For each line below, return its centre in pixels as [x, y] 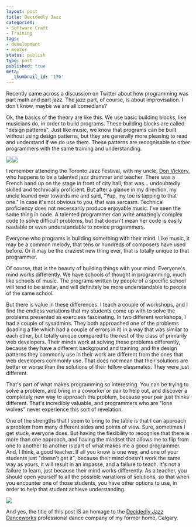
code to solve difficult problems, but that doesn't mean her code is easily [94, 221]
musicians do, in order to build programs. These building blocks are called [95, 124]
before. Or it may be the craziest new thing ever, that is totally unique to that [98, 251]
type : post [19, 60]
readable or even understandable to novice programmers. [76, 227]
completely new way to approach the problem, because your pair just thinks [98, 397]
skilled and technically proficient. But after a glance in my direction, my [92, 190]
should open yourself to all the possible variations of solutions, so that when [98, 477]
